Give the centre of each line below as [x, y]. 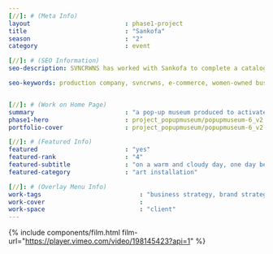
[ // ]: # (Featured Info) [50, 142]
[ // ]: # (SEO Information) [54, 61]
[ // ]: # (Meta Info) [43, 16]
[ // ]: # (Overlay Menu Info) [58, 187]
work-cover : [76, 202]
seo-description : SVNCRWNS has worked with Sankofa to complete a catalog [138, 69]
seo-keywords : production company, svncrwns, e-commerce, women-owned [130, 83]
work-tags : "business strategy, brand [123, 194]
